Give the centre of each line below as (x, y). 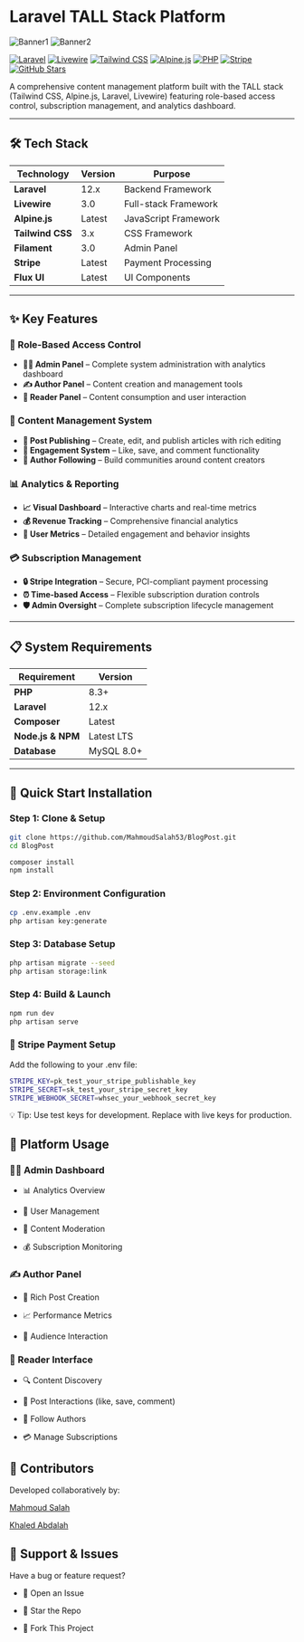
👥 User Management (61, 1211)
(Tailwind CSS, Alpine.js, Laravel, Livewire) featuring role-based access (142, 96)
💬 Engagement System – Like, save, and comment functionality (141, 450)
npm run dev (32, 1013)
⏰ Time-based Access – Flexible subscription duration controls (141, 595)
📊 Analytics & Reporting (64, 483)
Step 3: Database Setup (62, 944)
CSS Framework (158, 233)
